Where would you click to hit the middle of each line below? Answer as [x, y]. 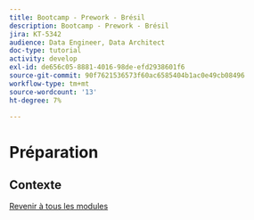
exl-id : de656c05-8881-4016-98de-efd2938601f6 [97, 68]
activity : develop [43, 59]
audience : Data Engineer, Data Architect [87, 42]
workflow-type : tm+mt [49, 84]
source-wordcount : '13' [53, 92]
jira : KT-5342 [36, 34]
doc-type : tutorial [45, 51]
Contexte [36, 185]
